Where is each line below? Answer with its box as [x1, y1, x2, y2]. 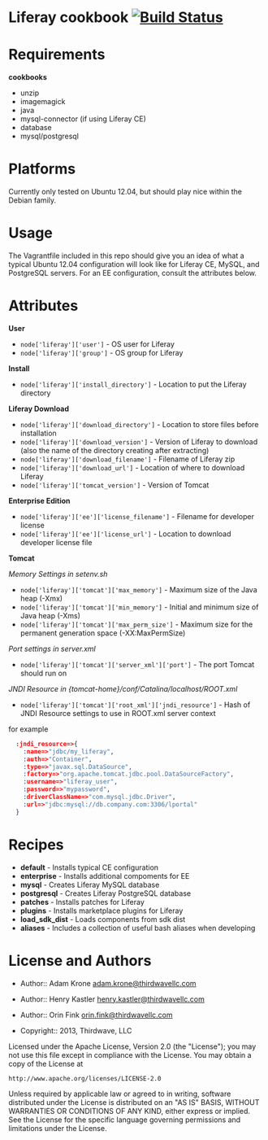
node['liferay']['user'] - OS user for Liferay [19, 339, 175, 349]
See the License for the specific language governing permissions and [8, 1115, 241, 1125]
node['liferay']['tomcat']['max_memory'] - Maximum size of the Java [19, 584, 257, 594]
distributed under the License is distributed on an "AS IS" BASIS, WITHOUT [8, 1097, 260, 1107]
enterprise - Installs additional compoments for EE [19, 871, 190, 880]
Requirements [8, 46, 106, 64]
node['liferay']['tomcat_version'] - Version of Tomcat [19, 480, 210, 490]
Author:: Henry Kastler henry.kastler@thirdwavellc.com [19, 994, 205, 1004]
